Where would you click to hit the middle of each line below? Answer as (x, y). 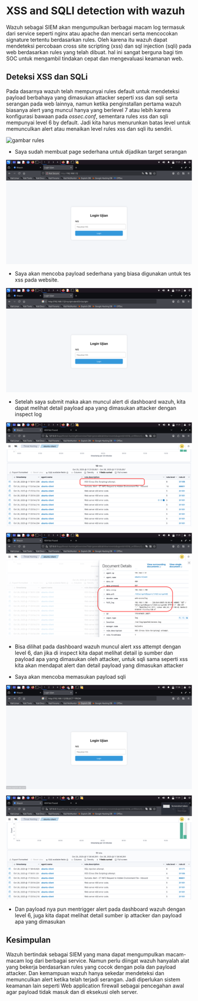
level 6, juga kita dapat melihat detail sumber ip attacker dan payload (98, 915)
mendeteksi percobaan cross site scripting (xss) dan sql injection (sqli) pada (99, 46)
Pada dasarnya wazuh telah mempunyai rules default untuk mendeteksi (93, 91)
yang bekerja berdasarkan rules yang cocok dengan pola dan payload (91, 967)
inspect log (28, 414)
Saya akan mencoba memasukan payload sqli (70, 676)
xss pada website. (37, 280)
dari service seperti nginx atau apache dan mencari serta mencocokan (92, 33)
